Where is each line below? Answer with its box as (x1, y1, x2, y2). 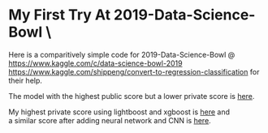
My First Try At (8, 6, 111, 24)
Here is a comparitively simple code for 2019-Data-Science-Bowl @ (8, 49, 236, 59)
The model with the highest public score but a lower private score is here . (8, 91, 255, 101)
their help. (8, 75, 43, 85)
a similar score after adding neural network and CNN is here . (8, 115, 211, 125)
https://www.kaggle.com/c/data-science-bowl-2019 (8, 58, 183, 68)
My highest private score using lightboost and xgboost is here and (8, 107, 230, 117)
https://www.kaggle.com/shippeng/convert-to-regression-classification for (8, 66, 260, 76)
